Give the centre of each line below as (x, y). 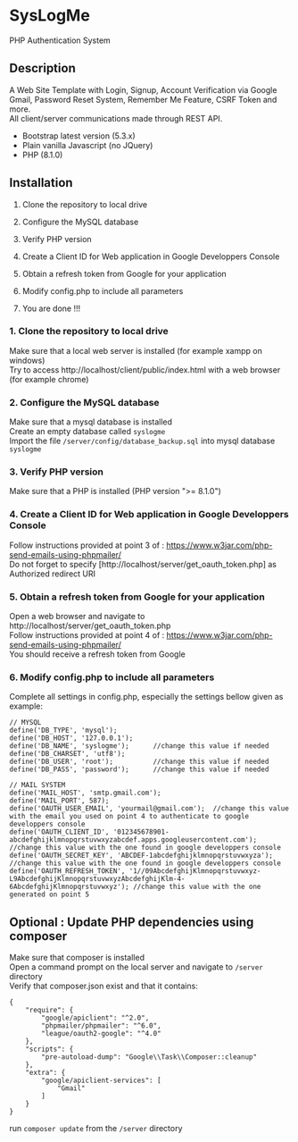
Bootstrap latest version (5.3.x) (79, 136)
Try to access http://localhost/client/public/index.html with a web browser (145, 369)
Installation (41, 183)
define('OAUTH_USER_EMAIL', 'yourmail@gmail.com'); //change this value (149, 809)
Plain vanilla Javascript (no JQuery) (87, 145)
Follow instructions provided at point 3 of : (87, 545)
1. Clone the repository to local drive (89, 332)
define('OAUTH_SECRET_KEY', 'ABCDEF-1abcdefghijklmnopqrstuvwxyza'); (141, 856)
